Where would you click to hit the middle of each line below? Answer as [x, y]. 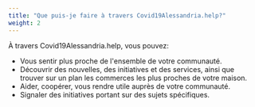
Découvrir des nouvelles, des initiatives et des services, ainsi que [127, 69]
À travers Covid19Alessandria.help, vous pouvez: [88, 45]
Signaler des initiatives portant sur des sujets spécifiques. [114, 94]
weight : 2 [25, 23]
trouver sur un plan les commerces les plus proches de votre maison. [133, 78]
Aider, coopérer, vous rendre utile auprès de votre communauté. [125, 86]
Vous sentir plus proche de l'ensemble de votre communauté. [121, 61]
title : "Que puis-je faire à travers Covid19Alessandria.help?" [117, 15]
